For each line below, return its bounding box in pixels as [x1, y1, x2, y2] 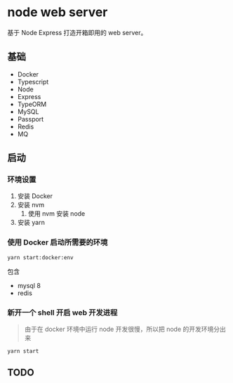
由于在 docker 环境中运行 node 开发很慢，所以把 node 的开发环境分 [24, 325, 220, 334]
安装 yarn [17, 219, 46, 227]
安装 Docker [17, 192, 53, 200]
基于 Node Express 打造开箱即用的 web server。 [7, 28, 147, 37]
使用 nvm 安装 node [27, 209, 86, 218]
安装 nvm [17, 201, 44, 209]
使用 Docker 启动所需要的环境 [7, 238, 108, 247]
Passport [17, 115, 44, 123]
